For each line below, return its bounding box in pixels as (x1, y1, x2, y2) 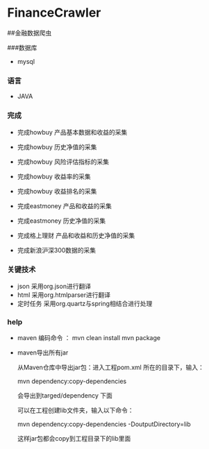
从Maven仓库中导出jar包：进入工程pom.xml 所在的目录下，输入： (17, 363, 205, 372)
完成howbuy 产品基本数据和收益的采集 (17, 128, 128, 136)
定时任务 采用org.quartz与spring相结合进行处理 (17, 299, 153, 307)
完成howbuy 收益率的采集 (17, 172, 92, 180)
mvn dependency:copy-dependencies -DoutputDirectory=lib (17, 420, 191, 428)
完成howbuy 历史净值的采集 (17, 142, 97, 151)
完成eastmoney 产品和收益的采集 (17, 201, 112, 210)
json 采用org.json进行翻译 (17, 282, 92, 290)
